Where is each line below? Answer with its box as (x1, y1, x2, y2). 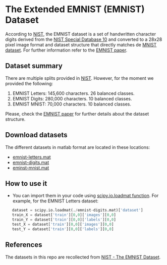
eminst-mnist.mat (12, 165, 49, 171)
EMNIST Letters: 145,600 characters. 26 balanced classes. (12, 90, 135, 96)
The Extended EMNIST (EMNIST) (5, 4, 145, 15)
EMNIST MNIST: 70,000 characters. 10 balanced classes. (12, 101, 132, 107)
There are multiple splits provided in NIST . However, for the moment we (5, 75, 154, 81)
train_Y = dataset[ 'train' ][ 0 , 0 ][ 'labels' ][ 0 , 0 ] (12, 217, 116, 223)
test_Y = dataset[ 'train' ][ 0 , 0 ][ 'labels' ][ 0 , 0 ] (12, 226, 114, 232)
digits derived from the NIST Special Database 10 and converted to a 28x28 (5, 36, 162, 42)
